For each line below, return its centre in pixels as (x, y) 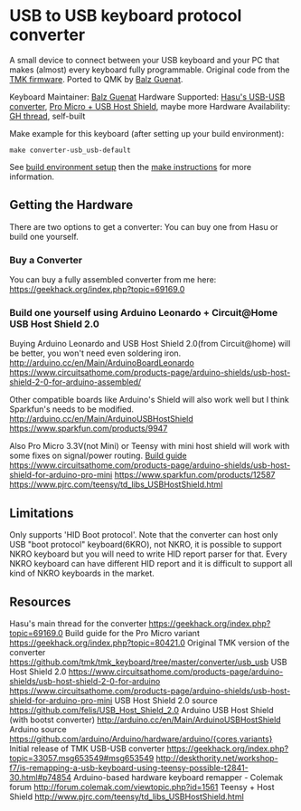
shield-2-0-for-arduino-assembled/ (75, 382)
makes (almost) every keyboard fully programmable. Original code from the (150, 70)
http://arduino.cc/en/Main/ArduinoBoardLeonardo (102, 363)
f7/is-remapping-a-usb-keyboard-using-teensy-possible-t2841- (129, 768)
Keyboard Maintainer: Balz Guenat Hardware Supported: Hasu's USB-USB (147, 97)
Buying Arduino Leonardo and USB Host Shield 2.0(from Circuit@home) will (150, 344)
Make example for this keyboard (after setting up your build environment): (147, 133)
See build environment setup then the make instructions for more (130, 167)
